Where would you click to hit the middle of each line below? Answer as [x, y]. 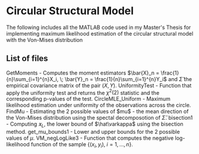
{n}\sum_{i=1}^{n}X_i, [32, 79]
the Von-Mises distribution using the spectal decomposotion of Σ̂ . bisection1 [99, 118]
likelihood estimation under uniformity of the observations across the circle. [99, 105]
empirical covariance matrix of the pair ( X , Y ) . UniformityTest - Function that [99, 85]
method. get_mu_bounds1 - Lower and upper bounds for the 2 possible [93, 132]
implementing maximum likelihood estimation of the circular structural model [100, 33]
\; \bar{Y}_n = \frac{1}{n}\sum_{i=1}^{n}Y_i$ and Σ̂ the [126, 79]
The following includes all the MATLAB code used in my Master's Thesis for [99, 27]
